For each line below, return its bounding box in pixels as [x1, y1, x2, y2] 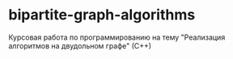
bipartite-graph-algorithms [8, 6, 196, 24]
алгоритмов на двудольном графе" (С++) [8, 40, 152, 50]
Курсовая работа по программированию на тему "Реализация [8, 32, 226, 42]
